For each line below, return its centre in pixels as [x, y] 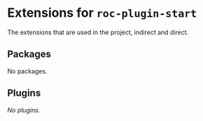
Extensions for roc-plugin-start [102, 13]
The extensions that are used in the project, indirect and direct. [98, 32]
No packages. [27, 71]
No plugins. [24, 110]
